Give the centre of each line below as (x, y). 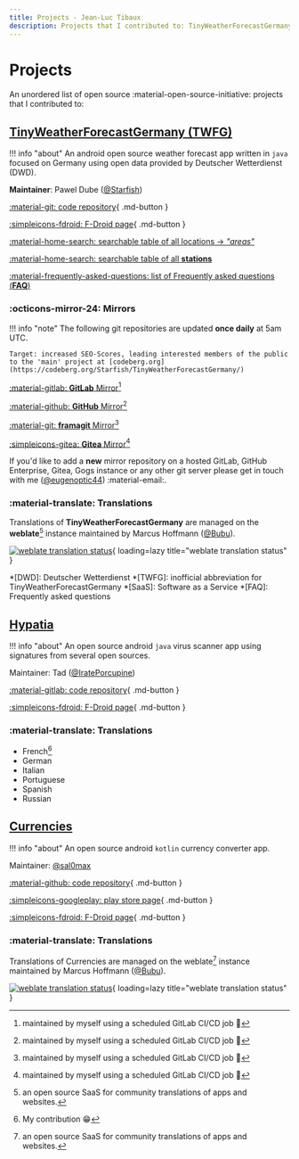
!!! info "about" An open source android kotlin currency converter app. (140, 848)
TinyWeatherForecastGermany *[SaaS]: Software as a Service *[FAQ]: (139, 587)
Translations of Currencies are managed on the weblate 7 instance (130, 961)
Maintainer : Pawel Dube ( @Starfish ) (76, 190)
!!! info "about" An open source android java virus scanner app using (135, 645)
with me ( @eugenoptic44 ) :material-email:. (88, 480)
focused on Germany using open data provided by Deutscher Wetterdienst (146, 163)
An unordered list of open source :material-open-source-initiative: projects (146, 95)
